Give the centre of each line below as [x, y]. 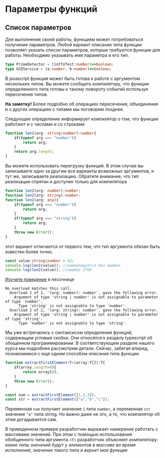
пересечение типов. [27, 94]
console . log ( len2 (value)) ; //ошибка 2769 [49, 270]
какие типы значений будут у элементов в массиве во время [70, 445]
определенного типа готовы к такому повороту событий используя [77, 89]
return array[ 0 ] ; [41, 372]
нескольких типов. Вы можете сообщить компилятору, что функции [77, 83]
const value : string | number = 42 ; [40, 261]
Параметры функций [51, 9]
